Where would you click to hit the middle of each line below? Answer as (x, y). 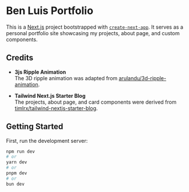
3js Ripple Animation (40, 72)
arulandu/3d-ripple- (142, 78)
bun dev (15, 184)
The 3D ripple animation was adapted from (66, 78)
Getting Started (35, 127)
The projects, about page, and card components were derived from (95, 102)
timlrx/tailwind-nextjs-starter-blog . (56, 108)
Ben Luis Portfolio (50, 11)
